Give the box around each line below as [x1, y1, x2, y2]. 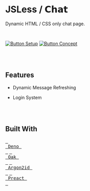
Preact [8, 175, 25, 181]
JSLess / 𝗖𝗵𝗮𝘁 [5, 4, 68, 15]
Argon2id [8, 164, 30, 170]
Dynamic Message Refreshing [12, 84, 76, 90]
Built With [5, 125, 37, 133]
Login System [12, 94, 42, 101]
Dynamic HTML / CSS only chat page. [5, 21, 85, 27]
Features [5, 71, 34, 80]
